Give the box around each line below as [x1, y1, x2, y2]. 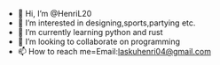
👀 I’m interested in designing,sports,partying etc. [17, 18, 196, 28]
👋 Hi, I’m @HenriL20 [17, 9, 92, 18]
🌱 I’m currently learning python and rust [17, 27, 163, 37]
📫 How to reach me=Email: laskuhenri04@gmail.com [17, 47, 211, 56]
